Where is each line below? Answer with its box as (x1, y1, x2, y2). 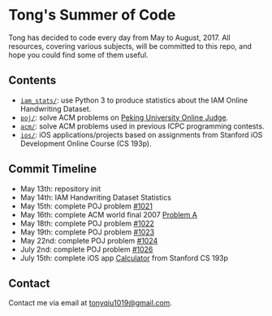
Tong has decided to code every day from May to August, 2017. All (8, 33, 231, 42)
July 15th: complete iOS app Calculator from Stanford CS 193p (19, 252, 229, 262)
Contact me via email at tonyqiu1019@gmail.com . (8, 298, 173, 308)
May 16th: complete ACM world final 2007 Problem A (19, 209, 197, 219)
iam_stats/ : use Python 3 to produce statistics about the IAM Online (19, 95, 248, 105)
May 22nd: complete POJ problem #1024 (19, 235, 158, 245)
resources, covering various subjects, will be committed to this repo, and (8, 41, 252, 50)
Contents (8, 73, 57, 87)
